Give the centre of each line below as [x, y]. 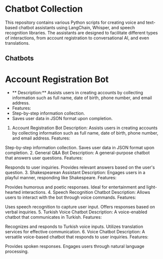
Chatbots [19, 59]
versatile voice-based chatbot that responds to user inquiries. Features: [77, 237]
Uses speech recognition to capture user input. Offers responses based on [80, 207]
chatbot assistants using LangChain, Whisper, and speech [77, 27]
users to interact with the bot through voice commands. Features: [71, 197]
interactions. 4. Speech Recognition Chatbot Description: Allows [86, 192]
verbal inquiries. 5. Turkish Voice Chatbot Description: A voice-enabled [76, 212]
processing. [17, 252]
